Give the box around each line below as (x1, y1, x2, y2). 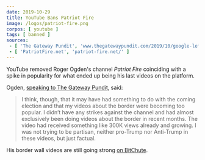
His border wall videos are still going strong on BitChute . (6, 146, 148, 153)
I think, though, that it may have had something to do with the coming (21, 95, 196, 103)
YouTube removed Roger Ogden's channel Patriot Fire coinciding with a (6, 65, 186, 73)
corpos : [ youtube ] (6, 26, 59, 32)
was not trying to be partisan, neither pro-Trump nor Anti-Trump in (21, 128, 189, 135)
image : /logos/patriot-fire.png (6, 20, 88, 26)
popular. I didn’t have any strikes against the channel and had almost (21, 108, 194, 116)
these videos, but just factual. (21, 134, 96, 142)
